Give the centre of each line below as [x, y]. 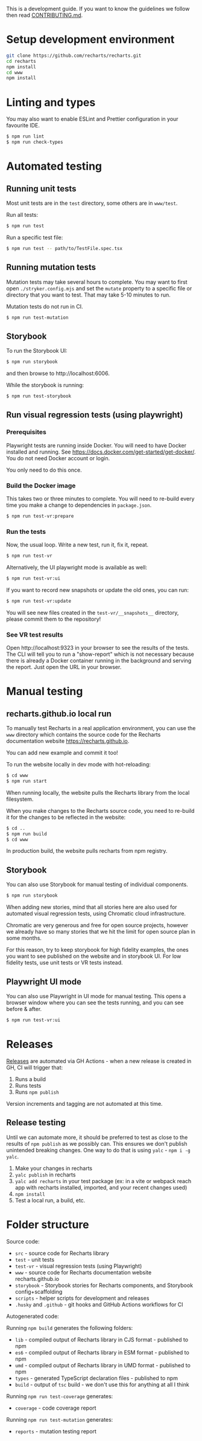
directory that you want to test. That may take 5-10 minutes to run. [88, 295]
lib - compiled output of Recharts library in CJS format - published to [102, 1340]
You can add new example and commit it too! [62, 753]
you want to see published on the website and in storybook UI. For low [94, 956]
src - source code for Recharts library [62, 1253]
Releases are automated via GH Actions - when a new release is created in [99, 1061]
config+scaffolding [39, 1291]
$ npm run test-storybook [39, 396]
